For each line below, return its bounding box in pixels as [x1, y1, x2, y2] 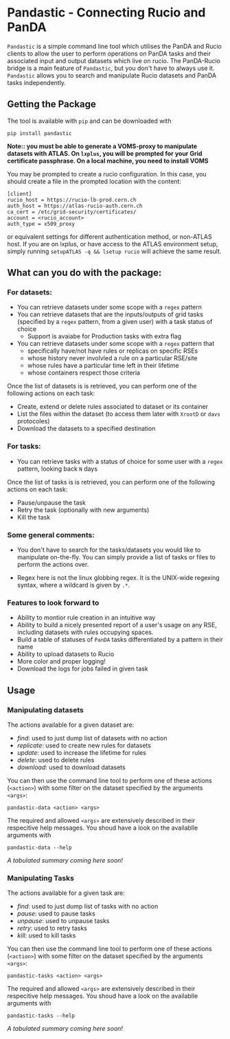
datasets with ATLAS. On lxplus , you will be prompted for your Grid [7, 149, 203, 157]
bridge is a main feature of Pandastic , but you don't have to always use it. [7, 64, 215, 72]
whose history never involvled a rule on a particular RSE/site [27, 354, 198, 362]
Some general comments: [7, 530, 95, 539]
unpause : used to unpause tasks [16, 917, 110, 925]
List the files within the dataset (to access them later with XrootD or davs [16, 410, 221, 418]
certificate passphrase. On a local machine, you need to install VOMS [7, 156, 209, 165]
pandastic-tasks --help [7, 1012, 76, 1020]
